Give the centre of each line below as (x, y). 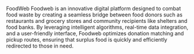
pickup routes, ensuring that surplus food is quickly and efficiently (87, 40)
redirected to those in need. (40, 46)
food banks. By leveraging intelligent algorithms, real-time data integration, (97, 27)
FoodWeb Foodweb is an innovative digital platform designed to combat (94, 9)
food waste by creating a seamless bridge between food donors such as (94, 15)
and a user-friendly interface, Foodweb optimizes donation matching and (95, 33)
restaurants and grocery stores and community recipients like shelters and (97, 21)
